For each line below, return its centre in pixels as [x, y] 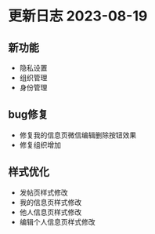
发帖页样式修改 [43, 192]
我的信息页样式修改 [50, 202]
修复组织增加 [40, 144]
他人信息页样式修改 [50, 212]
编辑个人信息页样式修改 [57, 221]
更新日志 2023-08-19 [78, 16]
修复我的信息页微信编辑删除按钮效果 [78, 135]
